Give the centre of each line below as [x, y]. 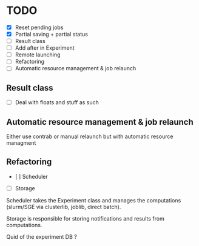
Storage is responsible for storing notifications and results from [86, 218]
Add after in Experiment [45, 48]
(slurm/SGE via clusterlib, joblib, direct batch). [64, 207]
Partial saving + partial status [51, 34]
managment [21, 143]
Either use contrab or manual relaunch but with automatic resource [90, 136]
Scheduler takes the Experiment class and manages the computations [94, 200]
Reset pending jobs [39, 27]
